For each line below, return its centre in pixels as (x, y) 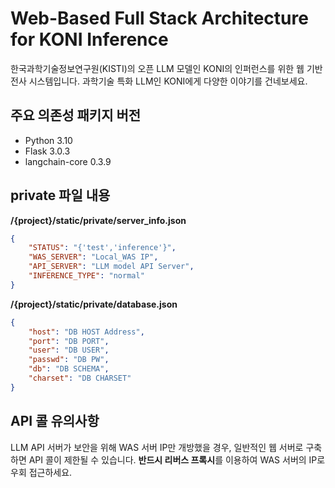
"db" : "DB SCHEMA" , (69, 369)
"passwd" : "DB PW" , (69, 360)
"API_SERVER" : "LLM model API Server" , (111, 267)
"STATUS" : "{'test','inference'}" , (102, 248)
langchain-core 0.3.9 (68, 161)
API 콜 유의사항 (55, 421)
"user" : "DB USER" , (69, 350)
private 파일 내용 (60, 195)
